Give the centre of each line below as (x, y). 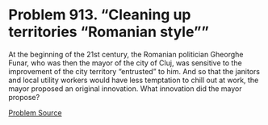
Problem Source (35, 112)
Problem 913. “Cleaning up (100, 15)
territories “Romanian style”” (109, 32)
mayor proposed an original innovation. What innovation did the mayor (125, 88)
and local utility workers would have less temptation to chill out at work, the (134, 80)
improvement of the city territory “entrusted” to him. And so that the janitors (134, 71)
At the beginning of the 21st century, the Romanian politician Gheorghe (126, 54)
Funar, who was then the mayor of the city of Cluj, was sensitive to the (125, 63)
